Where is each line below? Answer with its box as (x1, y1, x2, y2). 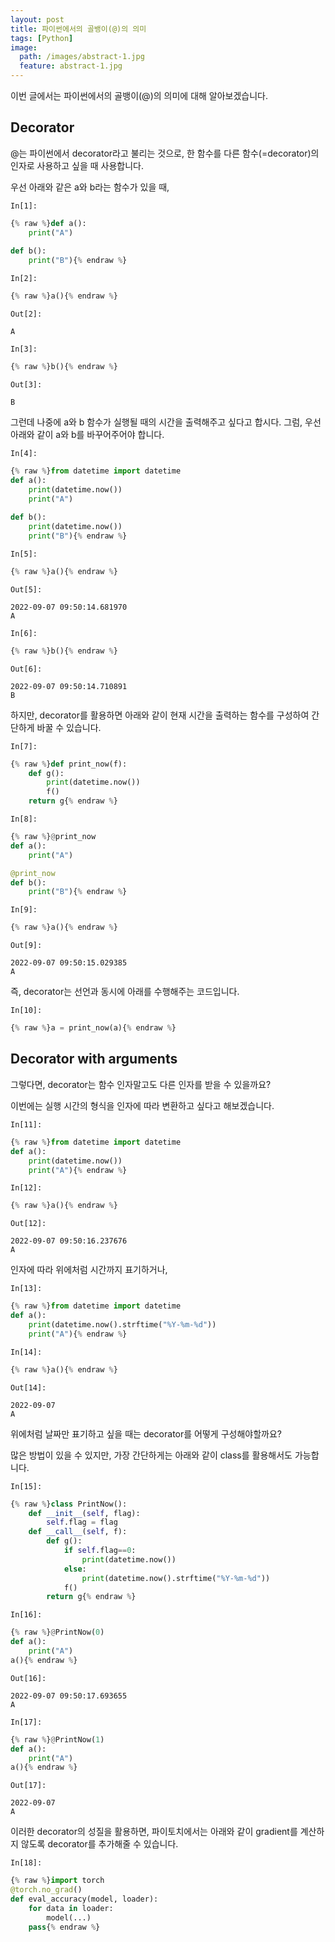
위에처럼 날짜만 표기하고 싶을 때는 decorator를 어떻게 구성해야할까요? (10, 1427, 282, 1440)
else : (63, 1564, 87, 1574)
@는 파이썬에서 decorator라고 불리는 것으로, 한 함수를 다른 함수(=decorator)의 (10, 147, 320, 159)
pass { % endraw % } (28, 1922, 101, 1932)
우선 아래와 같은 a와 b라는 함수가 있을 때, (10, 181, 170, 193)
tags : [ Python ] (10, 33, 74, 43)
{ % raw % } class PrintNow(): (10, 1499, 128, 1509)
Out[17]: (10, 1781, 47, 1791)
